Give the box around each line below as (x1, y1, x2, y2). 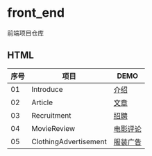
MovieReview (31, 123, 76, 133)
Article (31, 97, 53, 107)
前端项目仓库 (7, 29, 44, 37)
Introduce (31, 84, 64, 94)
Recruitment (31, 110, 71, 120)
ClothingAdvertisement (31, 136, 108, 146)
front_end (7, 5, 65, 21)
